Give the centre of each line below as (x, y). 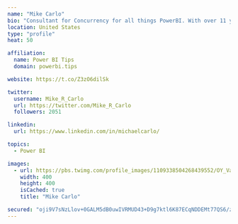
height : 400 (38, 183)
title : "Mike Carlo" (50, 197)
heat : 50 (20, 41)
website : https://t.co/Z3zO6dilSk (58, 79)
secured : (20, 210)
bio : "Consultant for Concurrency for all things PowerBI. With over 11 (117, 21)
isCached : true (42, 190)
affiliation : (27, 53)
